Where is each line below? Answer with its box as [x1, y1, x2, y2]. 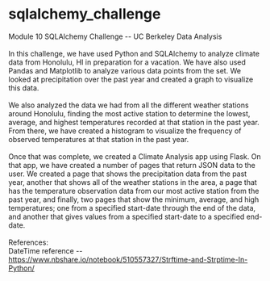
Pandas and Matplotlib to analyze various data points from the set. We [8, 65, 242, 75]
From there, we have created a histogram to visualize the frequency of [8, 126, 242, 136]
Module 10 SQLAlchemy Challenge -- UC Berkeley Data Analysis [8, 31, 222, 41]
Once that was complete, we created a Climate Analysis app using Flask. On [8, 151, 261, 161]
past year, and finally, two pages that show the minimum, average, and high [8, 195, 260, 204]
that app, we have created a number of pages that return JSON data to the [8, 160, 256, 170]
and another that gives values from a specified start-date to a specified [8, 212, 245, 221]
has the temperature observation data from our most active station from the [8, 186, 260, 195]
